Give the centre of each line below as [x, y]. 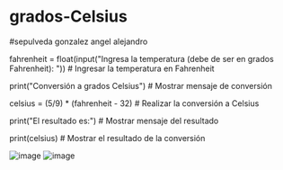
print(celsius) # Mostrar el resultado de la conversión [107, 138]
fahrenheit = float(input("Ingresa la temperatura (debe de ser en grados [141, 58]
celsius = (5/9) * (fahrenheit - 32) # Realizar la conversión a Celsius [134, 103]
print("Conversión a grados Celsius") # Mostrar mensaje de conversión [141, 85]
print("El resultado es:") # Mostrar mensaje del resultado [114, 121]
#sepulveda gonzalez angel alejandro [79, 41]
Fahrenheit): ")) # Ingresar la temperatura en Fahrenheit [112, 68]
